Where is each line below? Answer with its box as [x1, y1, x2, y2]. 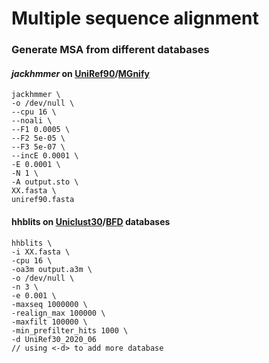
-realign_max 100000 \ [11, 308, 106, 318]
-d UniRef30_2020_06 [11, 334, 98, 344]
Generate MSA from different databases [11, 43, 210, 57]
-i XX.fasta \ [11, 247, 71, 257]
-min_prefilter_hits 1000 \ [11, 325, 129, 336]
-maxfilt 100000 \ [11, 317, 88, 327]
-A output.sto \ [11, 177, 79, 187]
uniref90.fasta [11, 195, 75, 205]
